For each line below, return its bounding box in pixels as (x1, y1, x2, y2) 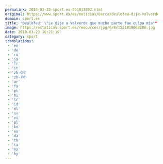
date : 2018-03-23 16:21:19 (5, 30, 60, 34)
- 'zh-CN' (7, 70, 27, 75)
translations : (5, 39, 34, 44)
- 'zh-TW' (7, 75, 27, 80)
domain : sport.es (5, 16, 40, 21)
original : (5, 12, 25, 16)
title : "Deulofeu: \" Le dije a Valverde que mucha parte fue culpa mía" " (5, 20, 158, 26)
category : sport (5, 34, 38, 39)
